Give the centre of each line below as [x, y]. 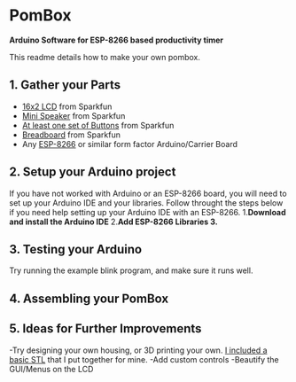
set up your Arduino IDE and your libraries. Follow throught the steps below [146, 203]
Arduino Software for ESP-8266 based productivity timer [117, 40]
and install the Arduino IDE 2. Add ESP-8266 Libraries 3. [114, 222]
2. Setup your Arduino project [93, 172]
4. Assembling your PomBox [89, 298]
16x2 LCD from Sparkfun [67, 106]
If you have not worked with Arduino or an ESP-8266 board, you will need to [148, 193]
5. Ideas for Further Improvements [105, 329]
